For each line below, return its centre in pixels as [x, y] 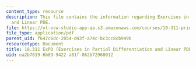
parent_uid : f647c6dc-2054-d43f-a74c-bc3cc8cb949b [69, 38]
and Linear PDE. [31, 22]
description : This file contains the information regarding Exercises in [98, 17]
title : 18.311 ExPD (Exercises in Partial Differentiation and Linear [94, 50]
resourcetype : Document [35, 44]
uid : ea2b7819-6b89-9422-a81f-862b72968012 [60, 55]
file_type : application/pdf [40, 33]
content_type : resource [35, 11]
